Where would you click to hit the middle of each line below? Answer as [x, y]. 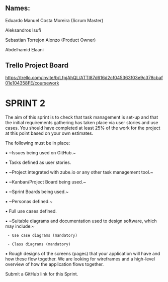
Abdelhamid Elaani [24, 49]
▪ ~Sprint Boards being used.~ [37, 192]
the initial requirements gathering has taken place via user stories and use [82, 122]
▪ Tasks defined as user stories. [38, 162]
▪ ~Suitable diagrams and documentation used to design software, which [81, 221]
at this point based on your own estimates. [49, 133]
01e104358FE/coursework [32, 83]
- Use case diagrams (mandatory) [43, 235]
